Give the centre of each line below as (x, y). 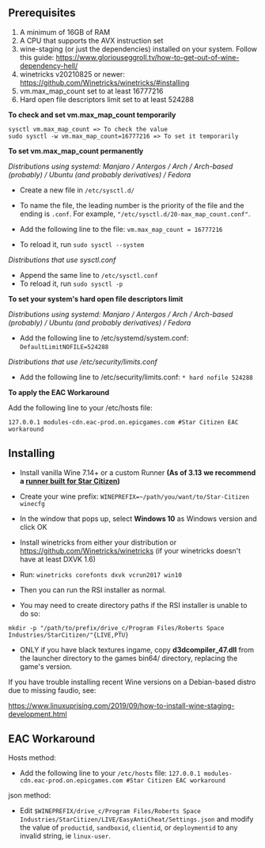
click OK (33, 527)
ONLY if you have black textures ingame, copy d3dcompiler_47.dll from (137, 649)
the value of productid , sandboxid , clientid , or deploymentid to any (129, 827)
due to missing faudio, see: (52, 690)
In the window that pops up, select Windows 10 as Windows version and (138, 519)
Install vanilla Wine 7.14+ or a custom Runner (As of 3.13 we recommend (138, 472)
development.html (38, 714)
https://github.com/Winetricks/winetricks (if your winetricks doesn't (130, 550)
